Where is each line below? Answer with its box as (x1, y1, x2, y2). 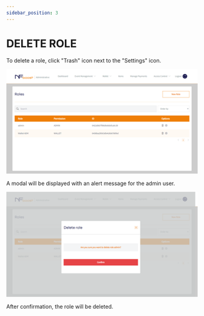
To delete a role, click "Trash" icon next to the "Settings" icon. (6, 56, 161, 64)
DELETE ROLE (6, 36, 77, 50)
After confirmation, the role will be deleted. (6, 303, 114, 310)
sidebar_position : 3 (6, 10, 59, 16)
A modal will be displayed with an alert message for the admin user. (6, 180, 175, 187)
